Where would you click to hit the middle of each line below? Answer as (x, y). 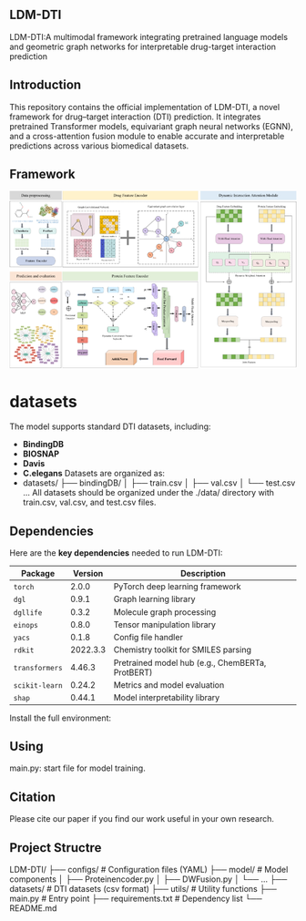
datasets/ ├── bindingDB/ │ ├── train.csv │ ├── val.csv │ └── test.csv (159, 483)
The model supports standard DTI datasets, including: (110, 426)
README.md (33, 908)
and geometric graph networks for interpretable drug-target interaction (143, 46)
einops (25, 625)
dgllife (28, 613)
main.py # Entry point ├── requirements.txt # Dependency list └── (136, 898)
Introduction (46, 85)
